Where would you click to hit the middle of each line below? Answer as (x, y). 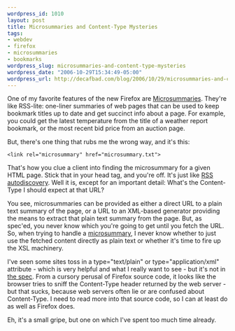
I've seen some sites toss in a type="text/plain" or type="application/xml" (113, 262)
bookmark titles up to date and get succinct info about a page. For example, (116, 113)
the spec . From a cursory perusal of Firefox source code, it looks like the (112, 276)
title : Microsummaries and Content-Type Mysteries (83, 27)
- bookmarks (24, 59)
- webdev (20, 40)
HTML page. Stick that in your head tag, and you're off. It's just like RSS (110, 175)
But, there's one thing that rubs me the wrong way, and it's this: (99, 142)
